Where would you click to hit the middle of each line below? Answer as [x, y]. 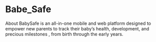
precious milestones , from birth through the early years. [64, 34]
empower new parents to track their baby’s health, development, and [77, 28]
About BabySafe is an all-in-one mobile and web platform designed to [78, 23]
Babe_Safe [28, 9]
